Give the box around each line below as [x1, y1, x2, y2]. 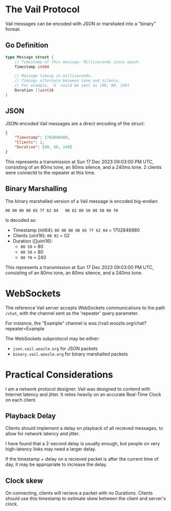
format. [5, 26, 21, 32]
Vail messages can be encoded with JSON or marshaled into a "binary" [5, 21, 156, 27]
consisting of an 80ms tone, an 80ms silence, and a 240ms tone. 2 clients [5, 164, 162, 170]
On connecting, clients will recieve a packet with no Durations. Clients [5, 490, 153, 496]
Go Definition [5, 41, 49, 50]
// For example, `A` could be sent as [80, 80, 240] [14, 83, 130, 88]
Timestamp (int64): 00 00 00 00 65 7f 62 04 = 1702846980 [12, 227, 140, 233]
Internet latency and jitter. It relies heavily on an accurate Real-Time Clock [5, 391, 162, 398]
